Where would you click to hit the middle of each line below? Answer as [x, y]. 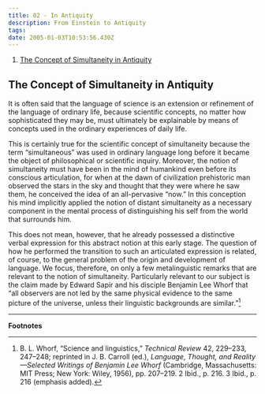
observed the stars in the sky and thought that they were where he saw [124, 186]
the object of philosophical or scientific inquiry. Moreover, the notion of [123, 161]
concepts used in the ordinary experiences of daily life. [98, 129]
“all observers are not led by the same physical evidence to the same [120, 293]
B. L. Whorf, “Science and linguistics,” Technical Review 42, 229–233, [133, 348]
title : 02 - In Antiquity [50, 15]
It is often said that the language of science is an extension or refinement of [131, 104]
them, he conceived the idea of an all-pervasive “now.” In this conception [127, 195]
